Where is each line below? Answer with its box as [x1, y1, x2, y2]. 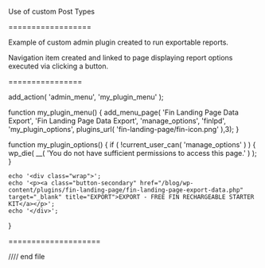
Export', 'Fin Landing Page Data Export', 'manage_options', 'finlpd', [8, 116, 227, 126]
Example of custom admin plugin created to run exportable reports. [8, 37, 229, 47]
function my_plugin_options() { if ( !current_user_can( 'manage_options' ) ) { [8, 140, 256, 150]
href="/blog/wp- [139, 179, 194, 187]
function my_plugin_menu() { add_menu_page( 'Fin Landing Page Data [8, 107, 239, 117]
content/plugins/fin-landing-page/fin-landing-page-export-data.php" [8, 186, 244, 194]
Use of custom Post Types [8, 7, 95, 16]
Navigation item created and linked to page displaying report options [8, 53, 233, 62]
